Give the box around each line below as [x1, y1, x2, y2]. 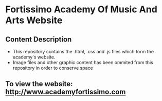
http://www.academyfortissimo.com [5, 88, 126, 96]
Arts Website [5, 14, 63, 26]
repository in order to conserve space [12, 65, 94, 71]
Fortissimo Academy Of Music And [5, 4, 158, 15]
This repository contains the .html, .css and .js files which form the [12, 49, 154, 54]
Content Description [5, 35, 72, 44]
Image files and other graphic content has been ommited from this [12, 59, 153, 65]
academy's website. [12, 54, 56, 60]
